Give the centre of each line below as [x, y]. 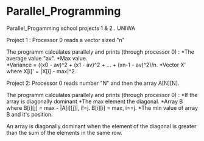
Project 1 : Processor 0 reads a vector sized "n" [65, 40]
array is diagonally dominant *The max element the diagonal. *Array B [95, 101]
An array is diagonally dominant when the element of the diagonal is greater [101, 126]
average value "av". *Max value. [47, 58]
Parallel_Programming [64, 11]
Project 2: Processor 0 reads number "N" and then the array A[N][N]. [93, 83]
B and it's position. [30, 114]
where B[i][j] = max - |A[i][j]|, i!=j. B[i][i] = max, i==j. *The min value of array [102, 107]
